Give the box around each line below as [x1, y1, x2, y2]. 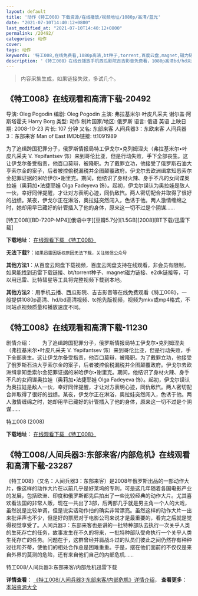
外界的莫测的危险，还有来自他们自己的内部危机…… [11, 551, 134, 558]
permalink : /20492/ [6, 31, 54, 37]
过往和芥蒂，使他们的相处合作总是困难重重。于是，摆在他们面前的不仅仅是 [6, 544, 187, 551]
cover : [6, 42, 22, 48]
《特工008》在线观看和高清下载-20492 [6, 94, 151, 104]
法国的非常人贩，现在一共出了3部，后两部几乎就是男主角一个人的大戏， [16, 499, 190, 506]
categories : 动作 [6, 36, 47, 42]
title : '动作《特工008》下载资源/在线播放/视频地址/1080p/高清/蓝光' [6, 14, 161, 20]
